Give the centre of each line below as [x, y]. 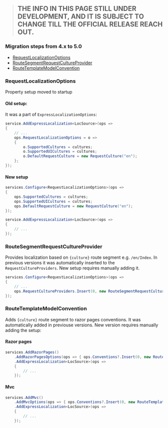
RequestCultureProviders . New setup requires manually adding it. [72, 268]
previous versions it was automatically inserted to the [60, 263]
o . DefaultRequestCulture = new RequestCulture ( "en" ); [80, 156]
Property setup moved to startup [39, 92]
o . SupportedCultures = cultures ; [58, 147]
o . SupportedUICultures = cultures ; [60, 152]
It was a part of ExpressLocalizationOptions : [51, 115]
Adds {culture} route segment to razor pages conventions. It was [73, 319]
